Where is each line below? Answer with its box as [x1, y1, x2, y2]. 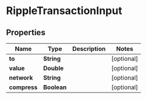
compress [9, 83, 38, 91]
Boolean [43, 83, 67, 91]
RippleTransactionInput [6, 4, 122, 18]
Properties [6, 28, 46, 37]
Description [72, 45, 106, 53]
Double [43, 64, 64, 72]
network [9, 74, 33, 81]
